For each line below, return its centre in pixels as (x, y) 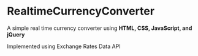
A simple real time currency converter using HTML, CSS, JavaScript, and (100, 28)
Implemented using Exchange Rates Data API (64, 46)
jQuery (16, 34)
